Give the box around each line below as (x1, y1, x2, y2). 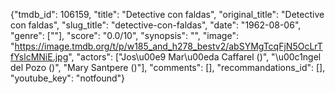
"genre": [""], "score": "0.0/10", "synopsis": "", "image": (10, 30, 239, 41)
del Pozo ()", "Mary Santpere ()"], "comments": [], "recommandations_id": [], (10, 62, 326, 73)
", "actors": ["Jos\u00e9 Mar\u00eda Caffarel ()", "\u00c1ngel (68, 51, 322, 63)
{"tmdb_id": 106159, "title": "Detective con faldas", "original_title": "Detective (10, 9, 325, 20)
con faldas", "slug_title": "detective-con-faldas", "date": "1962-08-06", (10, 19, 302, 31)
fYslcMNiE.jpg (10, 51, 69, 63)
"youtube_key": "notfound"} (10, 72, 126, 84)
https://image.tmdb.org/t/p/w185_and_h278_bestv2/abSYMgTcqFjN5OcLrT (14, 40, 323, 52)
